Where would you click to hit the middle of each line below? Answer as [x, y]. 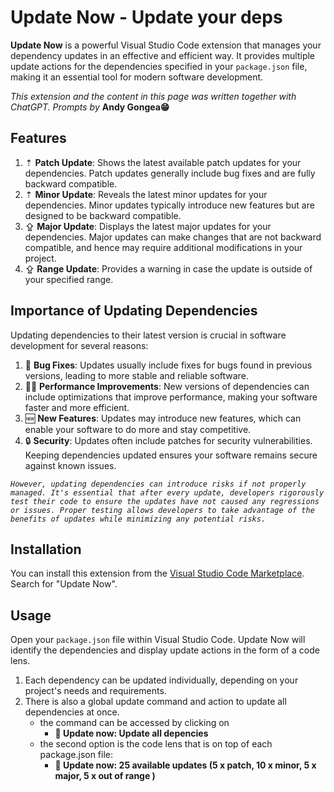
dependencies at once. [72, 712]
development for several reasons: [79, 345]
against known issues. [70, 465]
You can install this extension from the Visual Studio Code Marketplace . [157, 573]
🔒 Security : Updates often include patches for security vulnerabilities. [168, 440]
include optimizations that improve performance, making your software [171, 397]
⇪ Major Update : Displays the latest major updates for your [148, 226]
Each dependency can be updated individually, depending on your [161, 680]
